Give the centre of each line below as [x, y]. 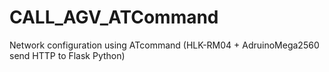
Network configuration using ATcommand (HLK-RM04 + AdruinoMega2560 [164, 45]
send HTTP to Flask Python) [67, 55]
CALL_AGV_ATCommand [114, 17]
